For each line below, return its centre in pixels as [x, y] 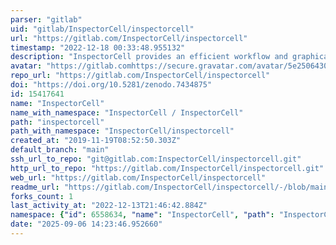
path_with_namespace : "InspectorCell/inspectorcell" [122, 131]
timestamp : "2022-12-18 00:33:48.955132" [98, 47]
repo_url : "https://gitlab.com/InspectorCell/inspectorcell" [140, 76]
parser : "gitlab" [46, 19]
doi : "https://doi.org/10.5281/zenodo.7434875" [111, 85]
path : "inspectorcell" [57, 122]
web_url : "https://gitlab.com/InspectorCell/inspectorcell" [138, 177]
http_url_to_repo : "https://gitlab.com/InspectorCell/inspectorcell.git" [167, 168]
